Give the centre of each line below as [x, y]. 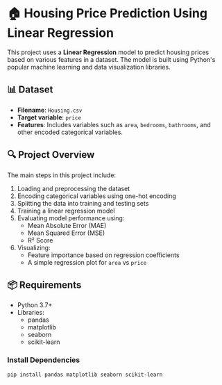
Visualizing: [34, 247]
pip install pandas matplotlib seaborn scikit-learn [85, 375]
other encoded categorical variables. [70, 132]
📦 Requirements [44, 285]
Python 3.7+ [35, 305]
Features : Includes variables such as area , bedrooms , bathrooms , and [114, 124]
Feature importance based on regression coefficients [103, 255]
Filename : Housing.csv [50, 110]
